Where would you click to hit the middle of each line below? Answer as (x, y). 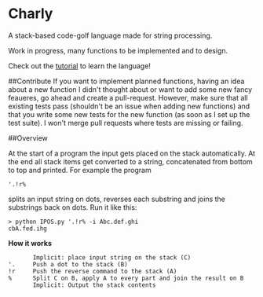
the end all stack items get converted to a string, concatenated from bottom (130, 161)
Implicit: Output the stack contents (94, 285)
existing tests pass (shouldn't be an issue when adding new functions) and (129, 106)
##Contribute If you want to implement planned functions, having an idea (126, 81)
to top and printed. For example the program (80, 170)
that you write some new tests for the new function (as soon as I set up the (129, 114)
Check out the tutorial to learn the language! (80, 66)
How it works (30, 243)
